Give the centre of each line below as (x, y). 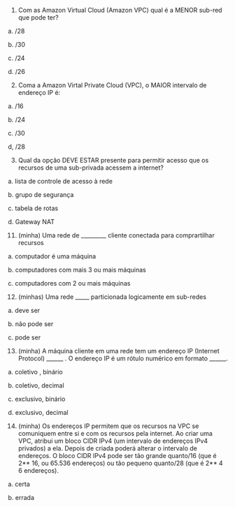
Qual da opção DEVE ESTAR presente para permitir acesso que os (113, 160)
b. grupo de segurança (41, 194)
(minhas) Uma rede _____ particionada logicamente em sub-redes (112, 297)
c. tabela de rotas (33, 208)
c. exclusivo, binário (37, 399)
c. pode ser (24, 337)
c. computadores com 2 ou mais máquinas (69, 283)
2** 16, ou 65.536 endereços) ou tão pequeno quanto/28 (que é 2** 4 (120, 463)
